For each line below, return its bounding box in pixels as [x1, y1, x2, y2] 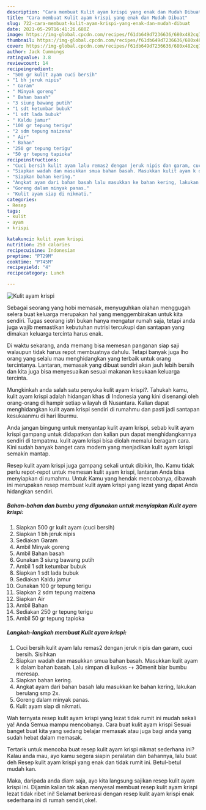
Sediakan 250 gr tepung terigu [15, 608, 94, 615]
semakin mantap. [7, 450, 51, 457]
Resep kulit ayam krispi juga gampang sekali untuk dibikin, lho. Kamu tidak [7, 462, 194, 469]
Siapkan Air [15, 595, 45, 602]
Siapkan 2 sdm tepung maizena [15, 588, 95, 596]
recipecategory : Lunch [7, 270, 65, 276]
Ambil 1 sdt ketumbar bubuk [15, 562, 87, 570]
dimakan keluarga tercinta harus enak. [7, 330, 103, 337]
